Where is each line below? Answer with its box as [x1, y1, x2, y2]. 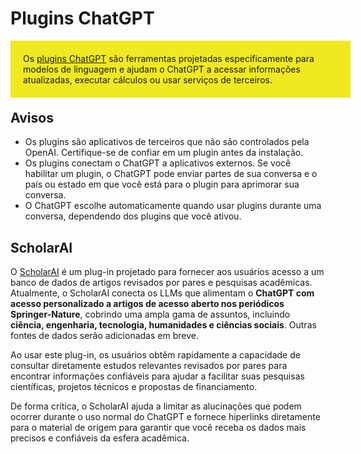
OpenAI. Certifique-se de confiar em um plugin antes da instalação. [24, 147, 304, 159]
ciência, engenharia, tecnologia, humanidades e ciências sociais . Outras [10, 319, 317, 331]
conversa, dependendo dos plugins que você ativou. [24, 210, 242, 222]
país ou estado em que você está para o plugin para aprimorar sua [24, 178, 300, 191]
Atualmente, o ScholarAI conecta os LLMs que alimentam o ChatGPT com [10, 287, 315, 299]
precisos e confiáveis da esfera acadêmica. [10, 432, 190, 444]
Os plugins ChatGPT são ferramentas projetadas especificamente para [23, 52, 315, 64]
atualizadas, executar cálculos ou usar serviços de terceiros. [23, 73, 273, 86]
